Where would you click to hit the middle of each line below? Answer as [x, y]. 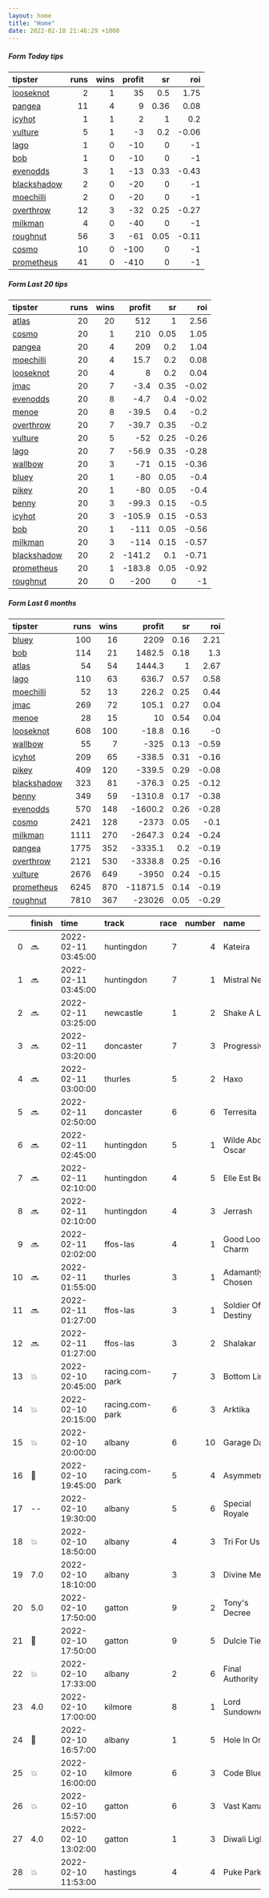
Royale [236, 1513]
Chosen [238, 1283]
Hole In [237, 1740]
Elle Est [237, 1179]
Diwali [235, 1840]
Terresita [240, 1112]
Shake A [239, 1013]
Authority [241, 1679]
